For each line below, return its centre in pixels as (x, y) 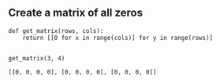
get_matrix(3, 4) (37, 58)
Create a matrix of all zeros (76, 13)
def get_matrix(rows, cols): (56, 31)
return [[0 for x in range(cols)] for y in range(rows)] (118, 38)
